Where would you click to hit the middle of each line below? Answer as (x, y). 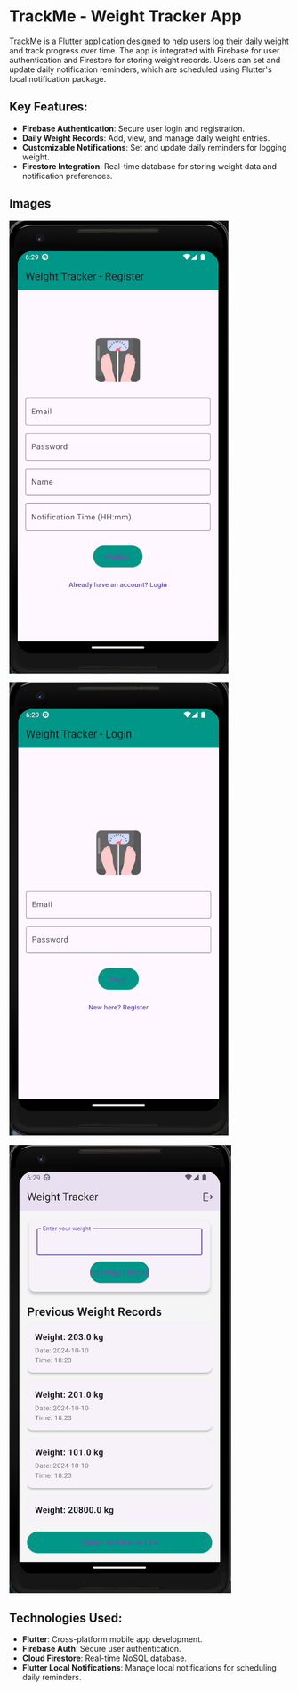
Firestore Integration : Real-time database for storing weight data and (149, 166)
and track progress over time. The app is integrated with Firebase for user (145, 50)
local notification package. (58, 78)
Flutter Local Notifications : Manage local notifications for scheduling (149, 1668)
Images (30, 204)
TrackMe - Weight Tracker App (125, 16)
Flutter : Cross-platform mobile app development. (112, 1639)
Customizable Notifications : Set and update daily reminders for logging (154, 147)
